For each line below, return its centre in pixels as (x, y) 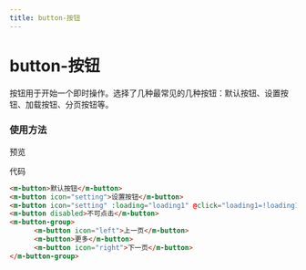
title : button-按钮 (45, 18)
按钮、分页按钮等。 (77, 104)
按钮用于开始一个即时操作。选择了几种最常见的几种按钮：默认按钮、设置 (145, 93)
